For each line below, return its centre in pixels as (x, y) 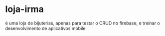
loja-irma (25, 9)
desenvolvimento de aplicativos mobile (45, 28)
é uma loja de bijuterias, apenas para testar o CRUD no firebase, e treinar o (83, 23)
